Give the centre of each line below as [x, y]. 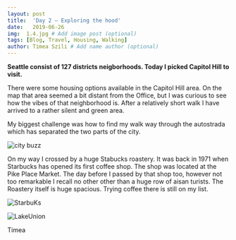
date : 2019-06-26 [36, 27]
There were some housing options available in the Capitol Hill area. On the [114, 88]
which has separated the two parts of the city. [74, 132]
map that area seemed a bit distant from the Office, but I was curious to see [117, 95]
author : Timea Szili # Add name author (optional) [83, 47]
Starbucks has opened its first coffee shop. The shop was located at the [112, 166]
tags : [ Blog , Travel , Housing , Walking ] [68, 40]
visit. [15, 74]
